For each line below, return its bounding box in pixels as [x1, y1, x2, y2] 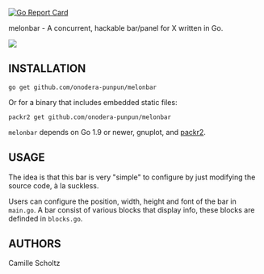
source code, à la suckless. [8, 180, 99, 190]
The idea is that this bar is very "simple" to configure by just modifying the [8, 172, 256, 182]
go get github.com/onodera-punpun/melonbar [8, 83, 157, 91]
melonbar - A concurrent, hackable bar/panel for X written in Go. [8, 23, 224, 32]
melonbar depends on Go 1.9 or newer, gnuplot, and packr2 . [8, 127, 206, 137]
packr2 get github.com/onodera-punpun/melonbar [8, 113, 172, 121]
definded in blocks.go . [8, 213, 83, 223]
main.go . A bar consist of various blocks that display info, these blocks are [8, 204, 255, 214]
